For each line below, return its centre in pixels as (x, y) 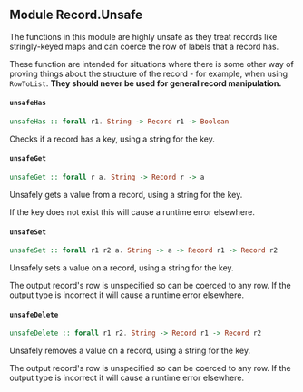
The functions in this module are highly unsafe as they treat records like (143, 36)
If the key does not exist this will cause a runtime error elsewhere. (132, 211)
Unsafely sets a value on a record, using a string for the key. (122, 268)
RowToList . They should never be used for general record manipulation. (146, 83)
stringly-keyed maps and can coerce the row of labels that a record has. (144, 46)
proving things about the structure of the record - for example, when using (149, 73)
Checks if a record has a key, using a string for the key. (112, 139)
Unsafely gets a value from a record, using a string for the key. (126, 194)
